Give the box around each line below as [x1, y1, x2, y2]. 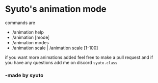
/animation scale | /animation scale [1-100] [12, 45, 98, 51]
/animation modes [12, 39, 49, 45]
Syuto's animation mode [5, 3, 107, 15]
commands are [5, 20, 36, 26]
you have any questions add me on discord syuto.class [5, 59, 118, 65]
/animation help [12, 29, 44, 35]
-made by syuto [5, 72, 44, 79]
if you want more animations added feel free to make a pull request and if [5, 54, 153, 60]
